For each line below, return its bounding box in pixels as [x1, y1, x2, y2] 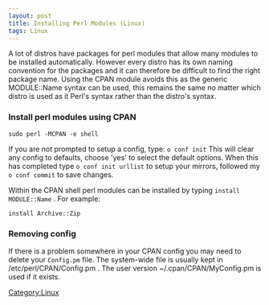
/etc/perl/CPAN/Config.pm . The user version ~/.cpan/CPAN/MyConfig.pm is [8, 263, 262, 273]
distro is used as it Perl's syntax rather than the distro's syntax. [8, 92, 217, 101]
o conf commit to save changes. [8, 170, 114, 179]
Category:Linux [8, 287, 59, 297]
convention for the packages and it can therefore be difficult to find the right [8, 66, 261, 76]
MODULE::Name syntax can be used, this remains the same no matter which [8, 83, 261, 93]
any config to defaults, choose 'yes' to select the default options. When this [8, 152, 259, 162]
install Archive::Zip [8, 209, 81, 217]
